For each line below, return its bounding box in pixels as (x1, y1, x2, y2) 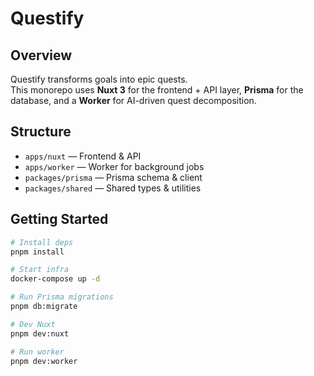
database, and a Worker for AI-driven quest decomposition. (10, 95, 257, 106)
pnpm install (10, 247, 65, 257)
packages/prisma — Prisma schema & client (24, 171, 203, 183)
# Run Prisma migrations (10, 292, 114, 302)
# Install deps (10, 237, 74, 247)
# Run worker (10, 347, 65, 357)
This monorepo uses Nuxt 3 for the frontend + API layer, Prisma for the (10, 84, 304, 96)
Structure (10, 123, 72, 141)
